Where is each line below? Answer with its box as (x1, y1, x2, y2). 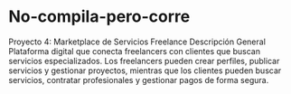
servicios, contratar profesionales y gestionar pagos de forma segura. (8, 74, 269, 85)
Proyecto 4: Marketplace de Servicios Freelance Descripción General (8, 36, 266, 47)
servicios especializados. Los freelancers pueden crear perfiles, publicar (8, 55, 280, 66)
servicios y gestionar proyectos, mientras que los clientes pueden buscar (8, 65, 282, 76)
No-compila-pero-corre (8, 6, 191, 27)
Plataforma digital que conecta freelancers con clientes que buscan (8, 45, 261, 56)
